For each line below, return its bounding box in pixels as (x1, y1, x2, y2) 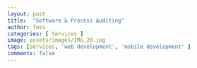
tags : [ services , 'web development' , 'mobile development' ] (7, 43, 191, 50)
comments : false (7, 50, 55, 57)
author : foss (7, 23, 46, 30)
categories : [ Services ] (7, 30, 83, 38)
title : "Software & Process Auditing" (7, 17, 125, 24)
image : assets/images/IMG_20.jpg (7, 37, 106, 44)
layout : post (7, 10, 46, 18)
